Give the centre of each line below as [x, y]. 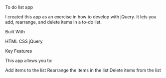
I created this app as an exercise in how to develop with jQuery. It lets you [81, 17]
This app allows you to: [29, 61]
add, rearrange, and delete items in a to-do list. [54, 22]
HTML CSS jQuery [24, 41]
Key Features [19, 51]
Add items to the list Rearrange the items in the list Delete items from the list [83, 70]
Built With [15, 32]
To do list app [19, 7]
